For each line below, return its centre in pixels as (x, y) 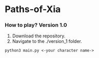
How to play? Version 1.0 (36, 25)
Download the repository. (39, 36)
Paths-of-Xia (33, 9)
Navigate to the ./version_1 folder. (47, 41)
